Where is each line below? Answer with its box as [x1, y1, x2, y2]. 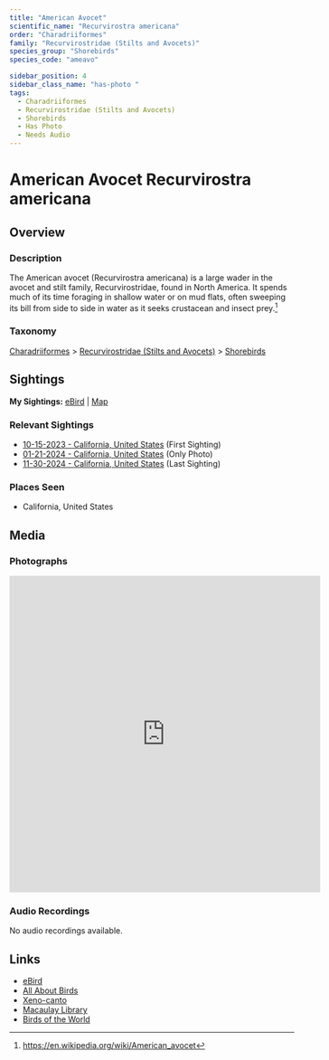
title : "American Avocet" [9, 13, 107, 23]
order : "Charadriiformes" [9, 30, 107, 39]
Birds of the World [22, 1014, 90, 1025]
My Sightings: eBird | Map [9, 395, 108, 407]
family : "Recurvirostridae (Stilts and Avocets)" [9, 38, 201, 48]
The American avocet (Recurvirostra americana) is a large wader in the [9, 272, 274, 283]
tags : [9, 88, 30, 98]
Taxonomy [9, 325, 57, 337]
